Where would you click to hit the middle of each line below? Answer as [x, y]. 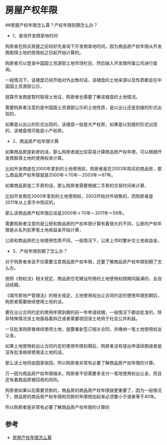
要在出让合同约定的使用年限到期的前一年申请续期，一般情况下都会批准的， [81, 312]
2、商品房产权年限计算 [36, 141]
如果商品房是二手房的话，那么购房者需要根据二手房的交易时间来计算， [77, 185]
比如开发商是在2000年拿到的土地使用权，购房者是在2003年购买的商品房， [81, 168]
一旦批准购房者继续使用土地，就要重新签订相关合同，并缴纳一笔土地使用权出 [83, 329]
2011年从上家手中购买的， [32, 202]
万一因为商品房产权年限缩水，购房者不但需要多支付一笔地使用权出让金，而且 [83, 373]
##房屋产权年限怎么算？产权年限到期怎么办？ [51, 25]
